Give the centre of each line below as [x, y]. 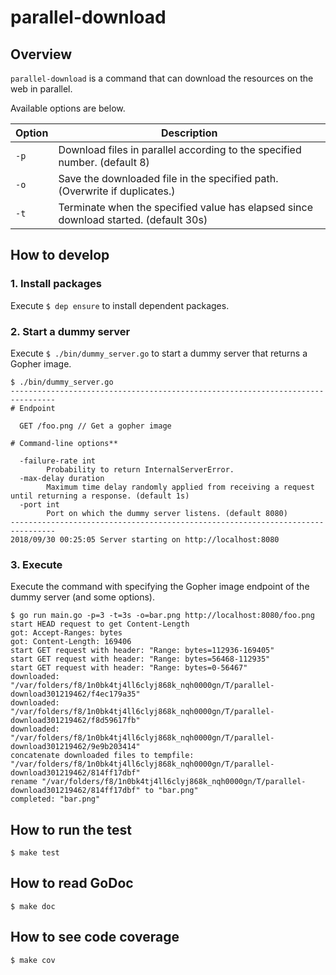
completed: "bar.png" [55, 799]
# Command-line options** [64, 443]
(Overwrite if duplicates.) [117, 191]
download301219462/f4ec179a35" [75, 694]
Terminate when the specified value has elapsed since [185, 207]
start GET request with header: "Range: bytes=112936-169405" [142, 651]
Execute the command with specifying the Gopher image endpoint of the [160, 587]
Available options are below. [68, 108]
